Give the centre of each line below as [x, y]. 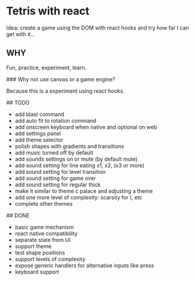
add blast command [40, 114]
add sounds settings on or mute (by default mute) [76, 159]
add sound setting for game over [55, 178]
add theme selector [39, 140]
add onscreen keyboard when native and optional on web [86, 127]
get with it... [21, 34]
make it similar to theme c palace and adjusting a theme [84, 191]
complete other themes [44, 203]
